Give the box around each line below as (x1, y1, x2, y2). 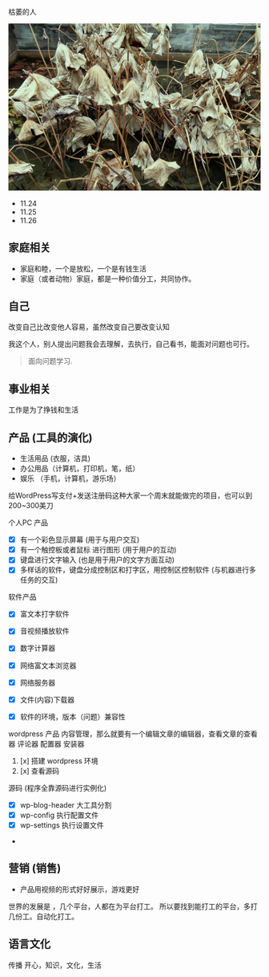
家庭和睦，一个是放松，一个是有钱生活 (19, 263, 147, 273)
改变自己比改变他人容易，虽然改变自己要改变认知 (8, 322, 170, 332)
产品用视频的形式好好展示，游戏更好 (19, 884, 140, 894)
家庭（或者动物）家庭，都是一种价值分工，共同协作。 (19, 274, 196, 283)
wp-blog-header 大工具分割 (19, 800, 112, 809)
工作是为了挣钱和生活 (8, 405, 78, 415)
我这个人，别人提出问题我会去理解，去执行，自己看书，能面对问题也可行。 (8, 340, 254, 349)
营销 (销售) (8, 861, 62, 875)
